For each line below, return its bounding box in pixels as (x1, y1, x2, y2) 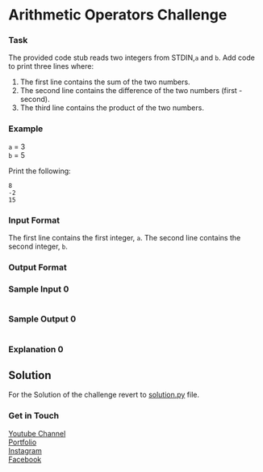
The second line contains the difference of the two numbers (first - (19, 86, 243, 96)
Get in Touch (8, 410, 60, 422)
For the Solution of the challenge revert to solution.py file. (8, 390, 200, 400)
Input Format (8, 215, 61, 226)
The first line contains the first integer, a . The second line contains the (8, 233, 241, 243)
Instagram (8, 445, 42, 455)
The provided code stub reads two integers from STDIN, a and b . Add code (8, 53, 256, 62)
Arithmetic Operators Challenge (8, 6, 228, 24)
